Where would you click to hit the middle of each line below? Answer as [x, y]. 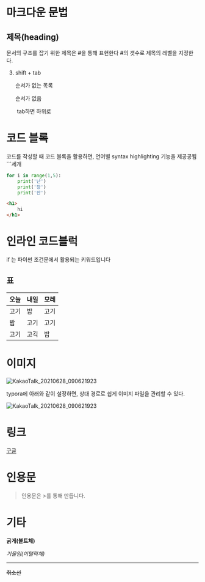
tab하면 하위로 [34, 111]
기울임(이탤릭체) [26, 553]
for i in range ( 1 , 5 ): [34, 175]
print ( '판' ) [32, 193]
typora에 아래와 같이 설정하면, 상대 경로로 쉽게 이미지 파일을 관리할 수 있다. [95, 393]
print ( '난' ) [32, 181]
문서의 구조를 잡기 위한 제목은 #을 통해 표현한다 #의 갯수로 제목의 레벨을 [92, 53]
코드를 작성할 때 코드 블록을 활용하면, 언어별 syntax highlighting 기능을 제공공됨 [102, 156]
